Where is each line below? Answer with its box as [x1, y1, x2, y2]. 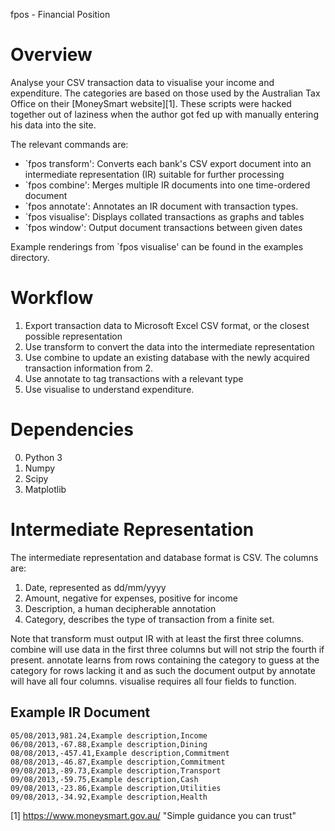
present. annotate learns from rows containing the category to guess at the [10, 654, 320, 666]
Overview [10, 44, 93, 66]
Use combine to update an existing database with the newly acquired [24, 351, 310, 363]
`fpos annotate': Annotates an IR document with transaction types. [24, 200, 299, 212]
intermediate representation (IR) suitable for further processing [24, 168, 285, 180]
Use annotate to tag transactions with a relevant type [24, 372, 244, 384]
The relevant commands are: [10, 138, 129, 150]
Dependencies [10, 419, 134, 441]
